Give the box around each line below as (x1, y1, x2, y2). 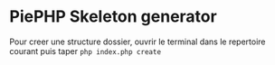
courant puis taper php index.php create (9, 45, 161, 56)
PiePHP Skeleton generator (9, 6, 217, 27)
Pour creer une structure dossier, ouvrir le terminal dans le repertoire (9, 36, 266, 47)
